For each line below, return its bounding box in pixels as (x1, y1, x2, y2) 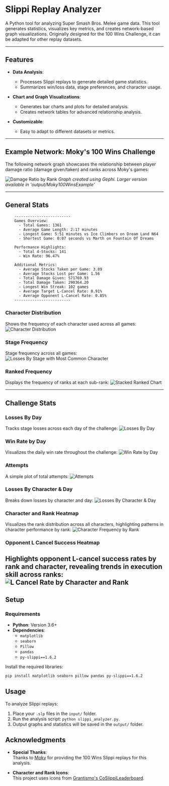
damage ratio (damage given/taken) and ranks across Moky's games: (5, 166, 149, 172)
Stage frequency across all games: (5, 350, 77, 356)
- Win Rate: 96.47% (18, 254, 59, 259)
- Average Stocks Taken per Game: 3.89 (18, 267, 102, 272)
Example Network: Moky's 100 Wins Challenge (5, 147, 156, 156)
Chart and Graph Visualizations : (12, 94, 81, 100)
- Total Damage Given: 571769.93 (18, 276, 89, 281)
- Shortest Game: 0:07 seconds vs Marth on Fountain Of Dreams (18, 236, 154, 241)
